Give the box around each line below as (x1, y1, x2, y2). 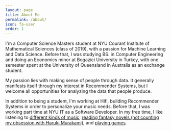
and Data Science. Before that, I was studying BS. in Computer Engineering (5, 51, 163, 58)
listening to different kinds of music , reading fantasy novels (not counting (5, 114, 159, 120)
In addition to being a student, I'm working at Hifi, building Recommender (5, 98, 159, 104)
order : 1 (5, 27, 24, 32)
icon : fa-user (5, 21, 36, 27)
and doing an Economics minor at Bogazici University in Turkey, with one (5, 57, 159, 63)
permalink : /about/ (5, 17, 47, 22)
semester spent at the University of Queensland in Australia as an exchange (5, 62, 165, 68)
